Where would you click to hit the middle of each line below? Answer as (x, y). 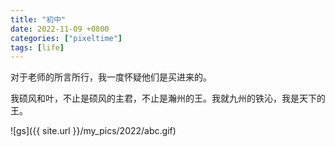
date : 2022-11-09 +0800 (60, 29)
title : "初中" (38, 19)
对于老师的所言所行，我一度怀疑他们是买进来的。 (111, 77)
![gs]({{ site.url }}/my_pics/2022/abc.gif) (93, 131)
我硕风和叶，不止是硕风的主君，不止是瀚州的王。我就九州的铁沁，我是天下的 (168, 98)
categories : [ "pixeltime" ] (66, 38)
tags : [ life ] (37, 47)
